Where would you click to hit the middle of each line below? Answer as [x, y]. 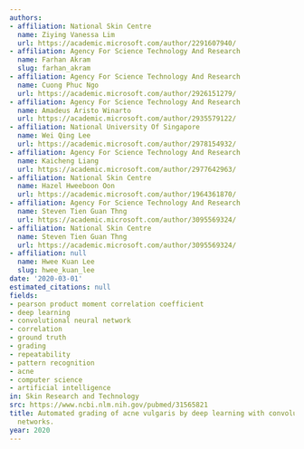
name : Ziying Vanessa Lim [66, 34]
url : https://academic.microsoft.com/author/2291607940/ [127, 43]
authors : [26, 18]
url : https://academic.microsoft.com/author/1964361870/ [127, 195]
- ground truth [38, 338]
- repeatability [40, 354]
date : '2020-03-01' [46, 279]
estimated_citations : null [60, 287]
